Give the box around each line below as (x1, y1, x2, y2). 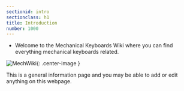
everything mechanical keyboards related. (14, 48, 119, 56)
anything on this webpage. (6, 78, 72, 85)
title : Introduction (6, 20, 58, 26)
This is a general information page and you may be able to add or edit (6, 71, 178, 78)
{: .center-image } (36, 60, 80, 67)
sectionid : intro (6, 8, 50, 15)
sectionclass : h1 (6, 14, 50, 20)
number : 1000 (6, 25, 39, 32)
